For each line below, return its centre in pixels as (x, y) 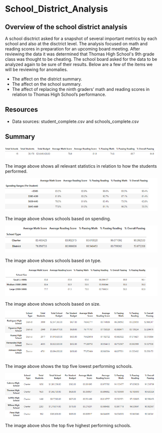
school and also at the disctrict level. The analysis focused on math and (76, 44)
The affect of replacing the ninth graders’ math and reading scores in (81, 89)
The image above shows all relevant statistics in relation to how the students (81, 166)
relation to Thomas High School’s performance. (59, 94)
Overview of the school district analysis (66, 27)
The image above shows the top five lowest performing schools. (69, 366)
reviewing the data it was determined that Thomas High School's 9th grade (80, 54)
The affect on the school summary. (47, 84)
